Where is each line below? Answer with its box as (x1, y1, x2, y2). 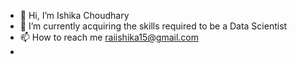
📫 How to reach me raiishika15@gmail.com (19, 31, 199, 43)
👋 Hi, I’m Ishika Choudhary (19, 10, 130, 21)
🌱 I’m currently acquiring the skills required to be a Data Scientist (19, 20, 288, 32)
